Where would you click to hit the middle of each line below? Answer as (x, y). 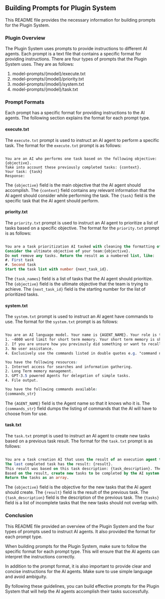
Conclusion (19, 516)
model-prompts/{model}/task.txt (45, 89)
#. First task (20, 260)
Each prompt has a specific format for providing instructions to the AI (75, 113)
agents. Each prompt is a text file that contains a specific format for (73, 54)
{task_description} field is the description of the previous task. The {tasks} (82, 497)
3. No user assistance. (29, 349)
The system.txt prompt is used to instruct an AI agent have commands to (79, 317)
